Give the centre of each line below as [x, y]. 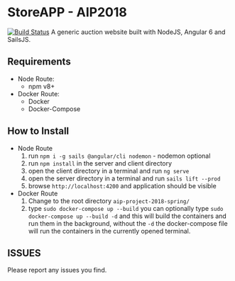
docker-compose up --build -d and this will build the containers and [127, 216]
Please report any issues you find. [57, 270]
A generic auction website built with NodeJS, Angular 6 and [138, 32]
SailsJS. [19, 39]
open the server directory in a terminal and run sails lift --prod [124, 178]
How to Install [38, 131]
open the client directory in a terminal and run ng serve [109, 171]
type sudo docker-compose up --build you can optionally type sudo [126, 208]
